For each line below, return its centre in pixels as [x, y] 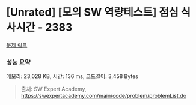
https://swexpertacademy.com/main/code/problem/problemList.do [104, 96]
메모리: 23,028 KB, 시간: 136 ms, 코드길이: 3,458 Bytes [72, 76]
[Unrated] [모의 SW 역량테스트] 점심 [92, 12]
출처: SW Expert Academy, [54, 89]
